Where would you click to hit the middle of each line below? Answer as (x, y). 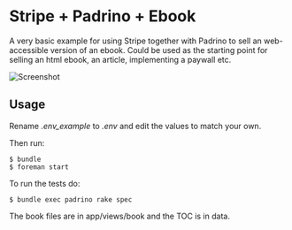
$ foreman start (39, 167)
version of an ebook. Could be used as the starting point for (159, 50)
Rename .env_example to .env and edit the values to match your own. (135, 126)
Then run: (27, 142)
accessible (29, 50)
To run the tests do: (45, 183)
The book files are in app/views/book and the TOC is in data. (119, 216)
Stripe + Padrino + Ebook (103, 16)
